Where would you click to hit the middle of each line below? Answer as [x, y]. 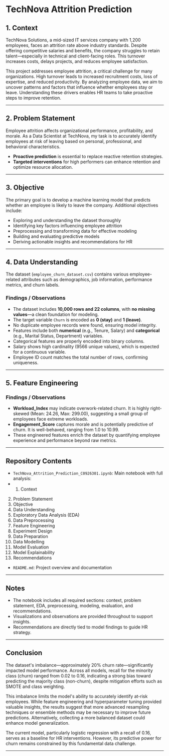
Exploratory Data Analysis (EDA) [46, 515]
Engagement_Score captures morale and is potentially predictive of [83, 425]
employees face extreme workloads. [50, 419]
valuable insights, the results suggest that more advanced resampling [77, 707]
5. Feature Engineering [42, 383]
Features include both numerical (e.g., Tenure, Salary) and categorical [86, 330]
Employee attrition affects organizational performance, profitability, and [79, 130]
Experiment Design [33, 531]
